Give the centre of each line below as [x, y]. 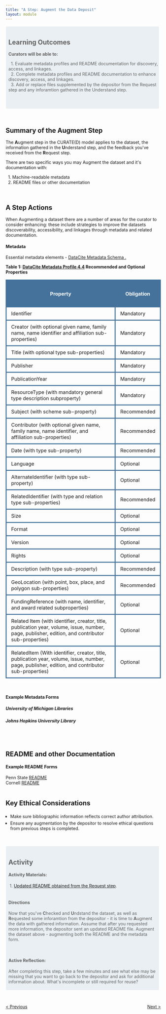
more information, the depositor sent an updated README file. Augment [82, 929]
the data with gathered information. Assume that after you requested [78, 924]
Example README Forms [32, 767]
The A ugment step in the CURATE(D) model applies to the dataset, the [77, 142]
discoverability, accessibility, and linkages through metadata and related [79, 229]
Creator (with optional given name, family [59, 327]
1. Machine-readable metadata [39, 177]
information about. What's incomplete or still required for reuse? [73, 982]
